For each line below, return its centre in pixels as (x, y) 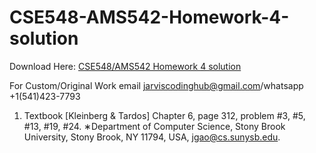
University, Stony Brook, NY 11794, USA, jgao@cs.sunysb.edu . (152, 137)
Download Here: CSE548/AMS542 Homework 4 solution (125, 66)
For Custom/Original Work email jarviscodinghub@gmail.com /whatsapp (156, 85)
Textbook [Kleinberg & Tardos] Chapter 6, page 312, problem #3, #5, (164, 115)
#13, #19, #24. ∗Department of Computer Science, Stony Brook (154, 126)
